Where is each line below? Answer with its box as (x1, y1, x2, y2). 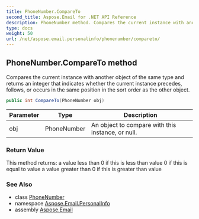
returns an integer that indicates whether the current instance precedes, (6, 80, 182, 87)
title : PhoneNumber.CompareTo (6, 8, 81, 15)
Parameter (9, 110, 40, 119)
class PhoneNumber (14, 194, 65, 201)
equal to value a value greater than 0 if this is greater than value (6, 165, 162, 172)
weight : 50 (6, 31, 33, 37)
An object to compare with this (91, 120, 176, 129)
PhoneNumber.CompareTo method (6, 58, 137, 68)
